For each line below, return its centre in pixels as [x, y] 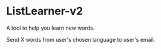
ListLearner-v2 [45, 11]
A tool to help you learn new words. [51, 28]
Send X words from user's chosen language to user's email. [81, 39]
